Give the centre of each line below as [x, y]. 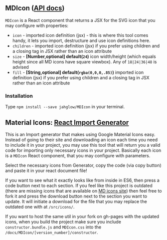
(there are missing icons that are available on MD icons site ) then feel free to [83, 191]
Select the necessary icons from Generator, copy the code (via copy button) [83, 165]
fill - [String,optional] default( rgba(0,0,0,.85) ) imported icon [78, 72]
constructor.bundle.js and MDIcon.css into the [53, 227]
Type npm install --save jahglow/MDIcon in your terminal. [65, 107]
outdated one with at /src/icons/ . [40, 207]
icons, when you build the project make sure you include [63, 222]
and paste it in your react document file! [46, 170]
